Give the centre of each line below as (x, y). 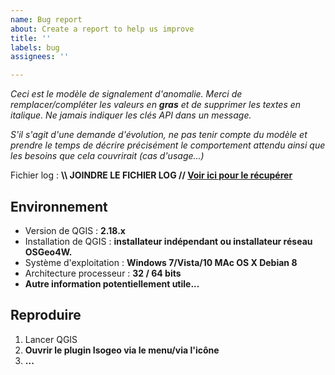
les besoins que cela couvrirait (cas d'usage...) (107, 156)
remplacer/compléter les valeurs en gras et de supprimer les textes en (156, 105)
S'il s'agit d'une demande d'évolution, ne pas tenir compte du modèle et (159, 135)
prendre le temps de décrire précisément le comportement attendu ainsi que (168, 145)
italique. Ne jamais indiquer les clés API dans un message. (131, 115)
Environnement (59, 206)
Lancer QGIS (51, 339)
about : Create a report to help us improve (102, 29)
